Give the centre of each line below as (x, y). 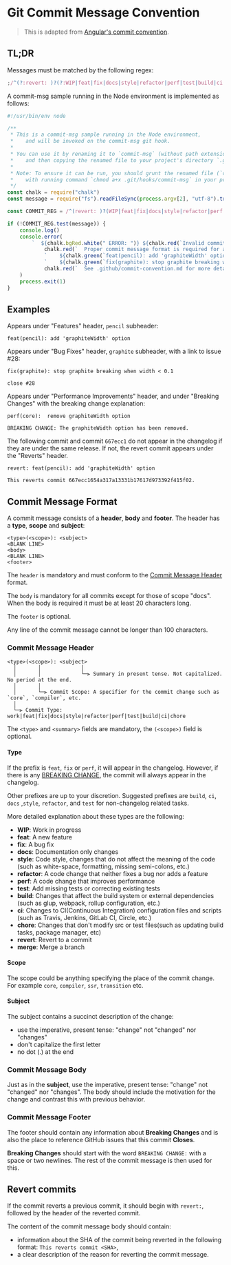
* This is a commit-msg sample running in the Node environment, (106, 135)
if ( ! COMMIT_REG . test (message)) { (57, 223)
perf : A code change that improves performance (86, 881)
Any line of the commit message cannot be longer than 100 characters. (108, 630)
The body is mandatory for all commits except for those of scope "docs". (109, 596)
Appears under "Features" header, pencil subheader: (83, 326)
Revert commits (42, 1189)
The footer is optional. (39, 617)
